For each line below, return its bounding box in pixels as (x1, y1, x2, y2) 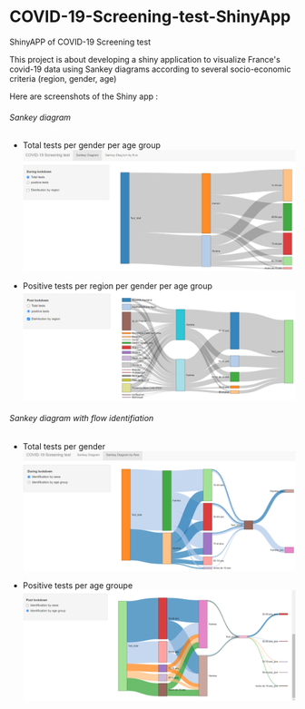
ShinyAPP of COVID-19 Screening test (9, 36, 152, 47)
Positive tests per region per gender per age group (22, 280, 213, 291)
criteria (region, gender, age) (9, 73, 117, 84)
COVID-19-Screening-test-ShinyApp (9, 6, 291, 27)
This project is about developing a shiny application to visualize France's (9, 54, 281, 64)
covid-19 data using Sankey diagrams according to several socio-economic (9, 64, 291, 74)
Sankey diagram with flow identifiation (9, 413, 154, 424)
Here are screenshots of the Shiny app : (9, 91, 159, 102)
